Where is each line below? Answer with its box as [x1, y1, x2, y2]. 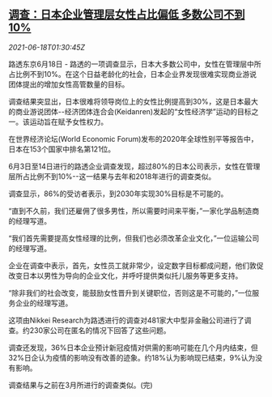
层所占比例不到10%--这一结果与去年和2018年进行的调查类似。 [8, 171, 216, 181]
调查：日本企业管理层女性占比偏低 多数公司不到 [8, 7, 245, 22]
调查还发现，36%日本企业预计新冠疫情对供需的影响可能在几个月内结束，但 [8, 343, 259, 352]
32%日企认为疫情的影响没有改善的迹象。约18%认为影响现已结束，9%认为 [8, 352, 256, 362]
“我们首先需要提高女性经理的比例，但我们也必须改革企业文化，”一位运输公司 [8, 233, 260, 243]
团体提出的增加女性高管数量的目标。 [8, 79, 130, 89]
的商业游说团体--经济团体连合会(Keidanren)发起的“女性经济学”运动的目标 [8, 106, 253, 116]
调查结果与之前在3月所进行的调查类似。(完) [8, 380, 153, 390]
